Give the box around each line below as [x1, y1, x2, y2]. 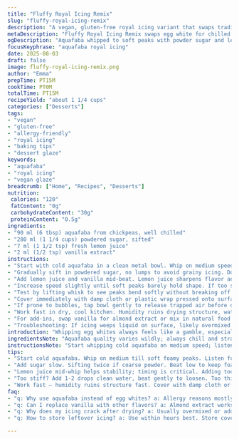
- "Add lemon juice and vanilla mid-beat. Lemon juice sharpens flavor [7, 275, 224, 282]
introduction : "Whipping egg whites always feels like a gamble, [7, 329, 205, 336]
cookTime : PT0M [7, 83, 53, 91]
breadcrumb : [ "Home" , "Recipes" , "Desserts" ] [7, 182, 144, 190]
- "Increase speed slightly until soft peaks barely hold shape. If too [7, 282, 228, 289]
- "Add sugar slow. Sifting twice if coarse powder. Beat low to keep [7, 361, 221, 369]
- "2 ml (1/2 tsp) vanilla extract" [7, 249, 116, 257]
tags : [7, 110, 23, 117]
